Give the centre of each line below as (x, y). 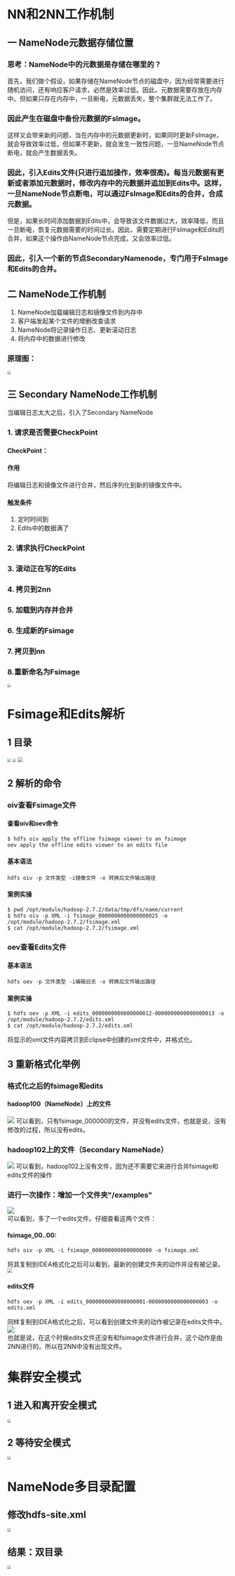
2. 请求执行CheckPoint (46, 548)
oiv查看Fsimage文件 (42, 805)
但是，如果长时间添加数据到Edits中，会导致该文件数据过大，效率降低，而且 (116, 221)
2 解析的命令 (34, 784)
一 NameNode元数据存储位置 (70, 43)
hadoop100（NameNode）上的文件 (59, 1104)
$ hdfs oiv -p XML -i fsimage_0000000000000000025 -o (88, 916)
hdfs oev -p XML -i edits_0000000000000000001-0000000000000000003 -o (113, 1302)
